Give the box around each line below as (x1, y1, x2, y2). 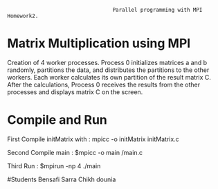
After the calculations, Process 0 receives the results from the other (7, 80, 201, 89)
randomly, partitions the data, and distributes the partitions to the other (7, 66, 210, 74)
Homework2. (7, 12, 39, 19)
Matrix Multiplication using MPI (7, 35, 191, 51)
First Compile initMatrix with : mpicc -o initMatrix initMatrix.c (7, 135, 180, 143)
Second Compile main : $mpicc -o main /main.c (7, 148, 143, 156)
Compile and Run (7, 112, 107, 128)
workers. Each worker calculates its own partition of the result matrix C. (7, 73, 211, 81)
